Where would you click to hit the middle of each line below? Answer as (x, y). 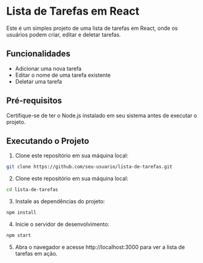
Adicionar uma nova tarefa (48, 68)
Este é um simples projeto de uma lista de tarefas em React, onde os (92, 28)
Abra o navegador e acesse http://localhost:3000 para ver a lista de (100, 247)
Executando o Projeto (48, 141)
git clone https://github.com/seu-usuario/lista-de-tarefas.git (89, 167)
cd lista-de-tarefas (33, 190)
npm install (21, 213)
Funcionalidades (39, 54)
